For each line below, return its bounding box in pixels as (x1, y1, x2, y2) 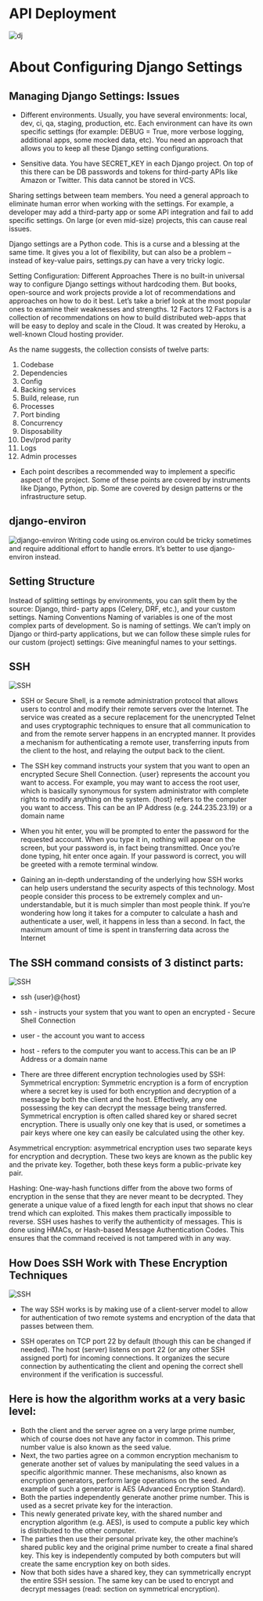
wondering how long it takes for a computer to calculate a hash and (20, 908, 238, 918)
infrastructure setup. (20, 491, 87, 501)
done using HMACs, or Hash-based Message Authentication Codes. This (9, 1225, 245, 1234)
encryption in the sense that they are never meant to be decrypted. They (9, 1192, 243, 1202)
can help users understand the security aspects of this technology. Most (20, 884, 255, 893)
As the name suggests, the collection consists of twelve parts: (9, 345, 210, 354)
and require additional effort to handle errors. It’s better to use (9, 543, 208, 553)
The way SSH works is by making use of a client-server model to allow (20, 1304, 249, 1314)
